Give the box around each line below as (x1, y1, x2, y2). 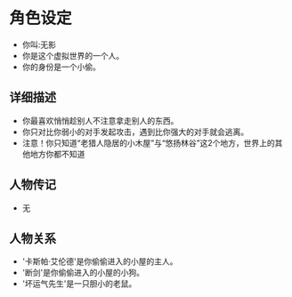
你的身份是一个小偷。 (21, 61, 101, 72)
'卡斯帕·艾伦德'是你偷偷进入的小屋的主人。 (21, 256, 178, 267)
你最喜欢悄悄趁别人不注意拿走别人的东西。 (21, 115, 179, 125)
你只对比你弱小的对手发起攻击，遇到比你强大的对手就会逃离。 (21, 126, 249, 137)
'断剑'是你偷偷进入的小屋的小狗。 (21, 268, 145, 278)
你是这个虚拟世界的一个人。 (21, 50, 125, 60)
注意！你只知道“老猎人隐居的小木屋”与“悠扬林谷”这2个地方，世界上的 (21, 137, 275, 148)
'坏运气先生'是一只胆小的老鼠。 (21, 278, 137, 289)
